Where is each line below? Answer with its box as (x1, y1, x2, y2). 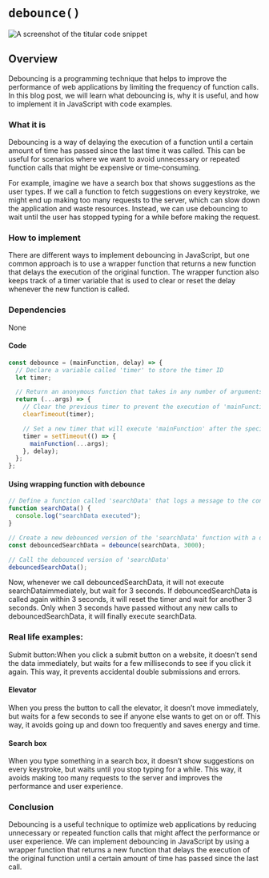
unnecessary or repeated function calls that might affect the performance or (8, 828, 260, 838)
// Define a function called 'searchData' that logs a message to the (8, 497, 249, 505)
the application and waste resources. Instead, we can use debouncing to (8, 204, 248, 214)
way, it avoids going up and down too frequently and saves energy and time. (8, 720, 260, 729)
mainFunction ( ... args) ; (29, 439, 110, 447)
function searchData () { (8, 504, 91, 513)
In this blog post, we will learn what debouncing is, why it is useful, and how (8, 90, 259, 100)
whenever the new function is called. (8, 284, 130, 294)
